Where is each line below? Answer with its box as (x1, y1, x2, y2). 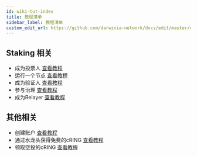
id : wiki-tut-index (6, 8, 54, 15)
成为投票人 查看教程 (14, 65, 63, 72)
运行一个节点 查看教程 (14, 72, 68, 79)
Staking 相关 (6, 48, 52, 58)
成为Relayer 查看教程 (14, 94, 66, 101)
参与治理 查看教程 (14, 86, 57, 93)
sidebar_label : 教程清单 (6, 19, 63, 25)
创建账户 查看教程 (14, 129, 57, 136)
